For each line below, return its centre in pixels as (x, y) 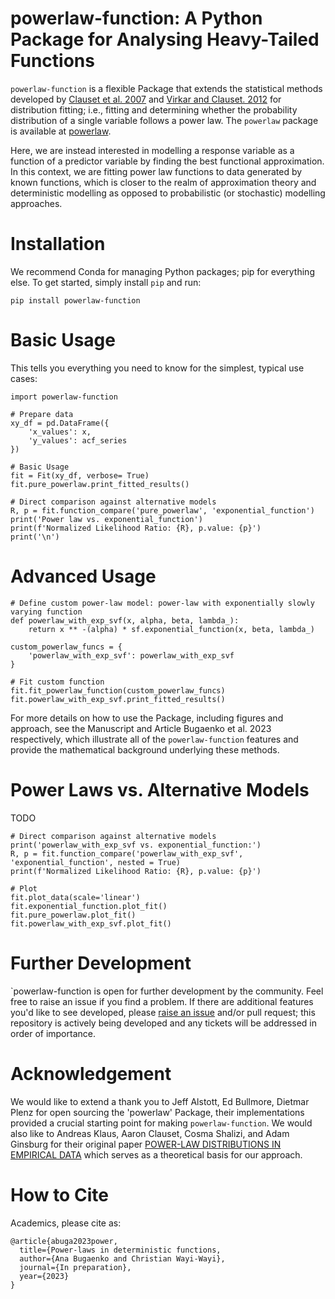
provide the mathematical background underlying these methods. (145, 749)
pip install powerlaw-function (75, 300)
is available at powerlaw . (61, 131)
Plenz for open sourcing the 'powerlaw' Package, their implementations (157, 1112)
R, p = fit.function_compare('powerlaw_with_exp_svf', (127, 853)
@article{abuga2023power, (64, 1241)
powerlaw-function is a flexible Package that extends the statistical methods (166, 88)
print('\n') (35, 537)
